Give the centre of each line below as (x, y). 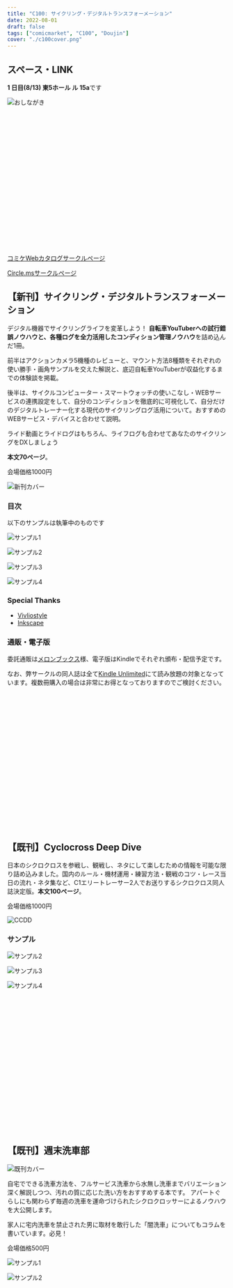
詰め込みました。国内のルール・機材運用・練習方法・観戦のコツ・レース (116, 874)
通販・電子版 (29, 643)
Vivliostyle (32, 615)
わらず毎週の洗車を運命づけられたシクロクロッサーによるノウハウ (132, 1201)
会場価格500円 (28, 1248)
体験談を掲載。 (41, 377)
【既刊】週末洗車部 (48, 1150)
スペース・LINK (40, 69)
